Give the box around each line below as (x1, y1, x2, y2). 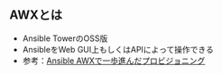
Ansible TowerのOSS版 (22, 33, 108, 44)
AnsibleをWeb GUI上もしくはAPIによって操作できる (22, 44, 214, 54)
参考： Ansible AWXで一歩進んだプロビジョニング (22, 55, 206, 66)
